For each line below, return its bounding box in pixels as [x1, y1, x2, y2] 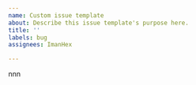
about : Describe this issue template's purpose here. [8, 19, 190, 27]
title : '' [8, 26, 41, 34]
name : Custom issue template [8, 11, 104, 20]
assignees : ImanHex [8, 41, 73, 49]
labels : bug [8, 33, 47, 42]
